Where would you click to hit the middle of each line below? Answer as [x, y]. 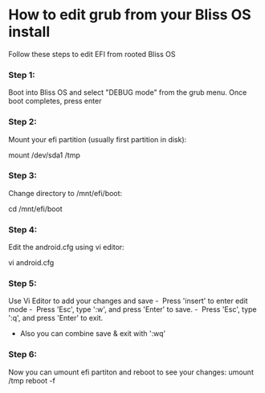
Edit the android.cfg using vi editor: [66, 248]
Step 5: [23, 284]
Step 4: [23, 229]
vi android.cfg [31, 263]
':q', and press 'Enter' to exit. [56, 318]
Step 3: [23, 176]
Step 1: [22, 75]
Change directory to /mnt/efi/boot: [65, 193]
